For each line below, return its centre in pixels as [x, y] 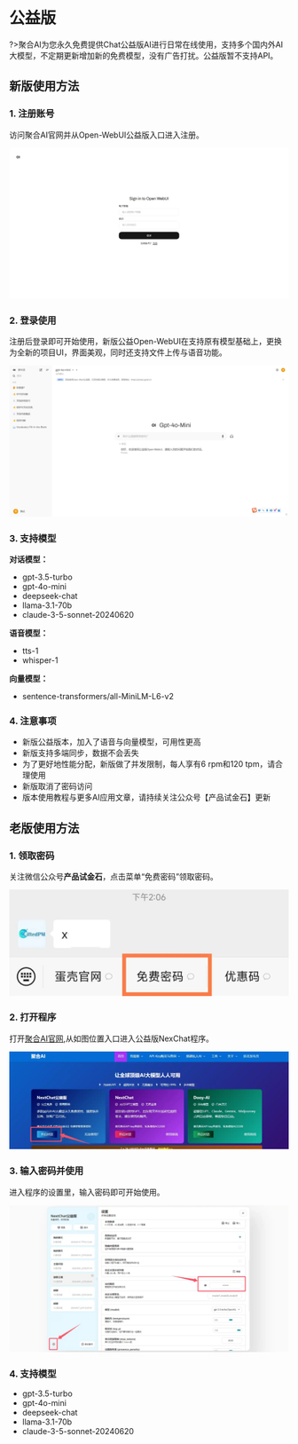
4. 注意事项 [33, 721]
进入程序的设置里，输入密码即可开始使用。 [87, 1192]
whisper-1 [40, 660]
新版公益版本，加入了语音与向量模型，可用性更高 [111, 742]
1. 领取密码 [32, 856]
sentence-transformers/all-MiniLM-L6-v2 [98, 697]
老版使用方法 [44, 828]
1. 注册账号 [32, 114]
